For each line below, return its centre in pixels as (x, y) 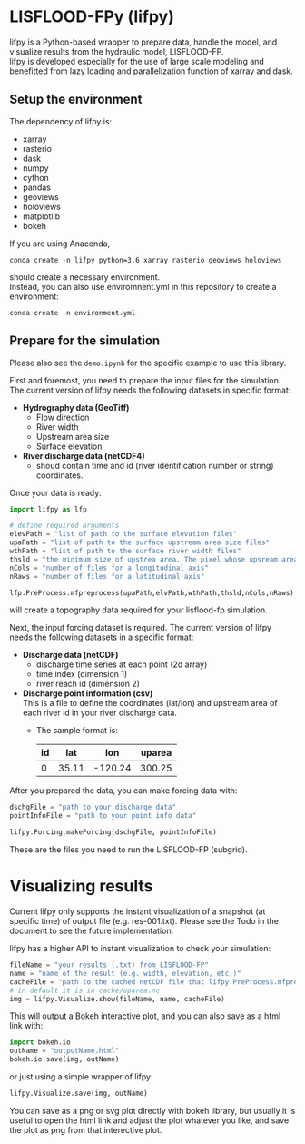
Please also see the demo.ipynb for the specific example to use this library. (148, 363)
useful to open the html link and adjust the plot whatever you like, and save (149, 1120)
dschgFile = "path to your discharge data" (93, 807)
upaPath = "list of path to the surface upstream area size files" (140, 542)
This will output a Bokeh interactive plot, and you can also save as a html (145, 1016)
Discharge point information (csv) (88, 693)
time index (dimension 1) (82, 674)
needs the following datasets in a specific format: (102, 637)
